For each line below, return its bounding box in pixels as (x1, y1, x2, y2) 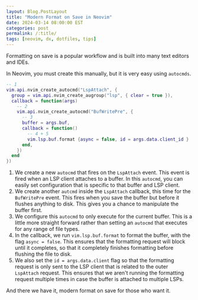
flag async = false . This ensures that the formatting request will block (14, 238, 186, 245)
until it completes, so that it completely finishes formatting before (14, 244, 174, 252)
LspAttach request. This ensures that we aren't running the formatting (14, 269, 184, 276)
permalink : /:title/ (6, 31, 57, 37)
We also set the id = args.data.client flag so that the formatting (14, 257, 174, 264)
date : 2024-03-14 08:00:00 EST (6, 19, 83, 25)
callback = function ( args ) (11, 98, 78, 104)
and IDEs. (6, 58, 30, 66)
